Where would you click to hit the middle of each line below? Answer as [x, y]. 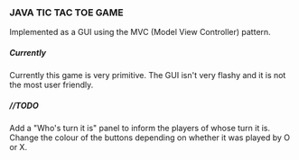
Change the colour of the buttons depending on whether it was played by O [150, 138]
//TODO [24, 105]
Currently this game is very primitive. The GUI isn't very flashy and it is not [148, 76]
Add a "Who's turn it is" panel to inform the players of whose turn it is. [140, 129]
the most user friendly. [51, 85]
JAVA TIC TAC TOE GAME [66, 13]
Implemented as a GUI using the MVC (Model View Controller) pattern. [140, 32]
